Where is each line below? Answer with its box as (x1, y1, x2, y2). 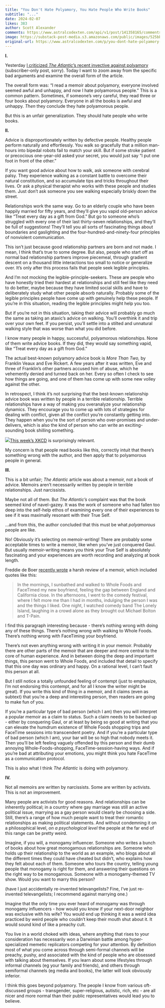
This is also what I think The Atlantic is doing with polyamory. (5, 765, 129, 771)
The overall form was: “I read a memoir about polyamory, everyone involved (5, 82, 159, 88)
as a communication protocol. (5, 755, 65, 761)
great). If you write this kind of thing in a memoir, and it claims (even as (5, 688, 149, 694)
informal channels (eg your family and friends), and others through (5, 962, 140, 968)
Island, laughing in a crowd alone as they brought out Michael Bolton (17, 608, 156, 614)
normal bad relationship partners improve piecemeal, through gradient (5, 254, 147, 260)
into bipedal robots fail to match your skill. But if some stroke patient (18, 147, 156, 153)
